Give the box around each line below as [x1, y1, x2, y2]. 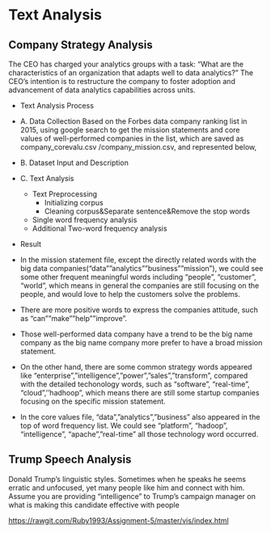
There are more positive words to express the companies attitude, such [19, 305, 259, 315]
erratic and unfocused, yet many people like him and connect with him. [8, 483, 245, 493]
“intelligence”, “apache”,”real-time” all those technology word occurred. [19, 429, 259, 438]
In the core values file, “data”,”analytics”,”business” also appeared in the [19, 412, 260, 421]
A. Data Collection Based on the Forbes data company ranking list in [19, 116, 248, 126]
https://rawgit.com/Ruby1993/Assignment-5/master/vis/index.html [8, 515, 229, 525]
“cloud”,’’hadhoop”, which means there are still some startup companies [19, 388, 260, 397]
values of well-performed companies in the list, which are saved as [19, 133, 244, 143]
